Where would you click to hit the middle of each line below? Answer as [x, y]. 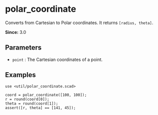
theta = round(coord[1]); [32, 103]
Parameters [23, 48]
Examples [20, 75]
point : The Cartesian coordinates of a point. [57, 59]
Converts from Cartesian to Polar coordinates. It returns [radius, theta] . [79, 23]
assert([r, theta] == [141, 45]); [41, 108]
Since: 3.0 [16, 32]
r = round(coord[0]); [27, 99]
